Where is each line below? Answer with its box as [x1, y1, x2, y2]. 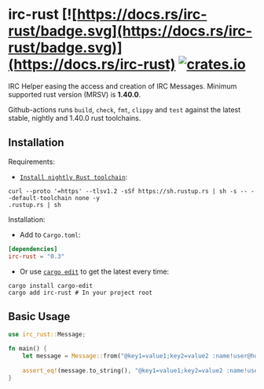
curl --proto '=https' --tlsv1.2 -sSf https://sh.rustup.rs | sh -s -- [8, 187, 247, 195]
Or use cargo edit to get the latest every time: [19, 267, 170, 276]
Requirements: [8, 157, 55, 166]
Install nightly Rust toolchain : [19, 172, 128, 181]
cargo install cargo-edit [8, 282, 93, 289]
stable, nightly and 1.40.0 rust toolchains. [8, 113, 141, 122]
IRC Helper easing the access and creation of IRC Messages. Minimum [8, 81, 237, 91]
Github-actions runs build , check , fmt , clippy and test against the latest [8, 104, 241, 115]
